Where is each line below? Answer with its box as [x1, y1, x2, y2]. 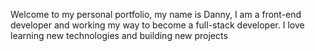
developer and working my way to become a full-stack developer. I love [10, 19, 305, 31]
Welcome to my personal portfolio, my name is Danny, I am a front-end [10, 9, 302, 20]
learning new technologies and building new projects [10, 30, 228, 41]
